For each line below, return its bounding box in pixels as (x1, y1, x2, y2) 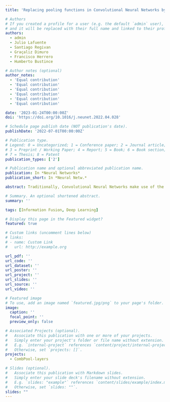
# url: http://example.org (5, 244, 67, 250)
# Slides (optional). (5, 366, 51, 371)
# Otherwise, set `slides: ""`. (5, 384, 78, 390)
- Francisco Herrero (10, 54, 53, 59)
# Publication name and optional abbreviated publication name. (5, 166, 144, 171)
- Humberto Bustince (10, 59, 53, 64)
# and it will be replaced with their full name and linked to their (5, 26, 155, 31)
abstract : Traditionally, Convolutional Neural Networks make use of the (5, 184, 164, 189)
